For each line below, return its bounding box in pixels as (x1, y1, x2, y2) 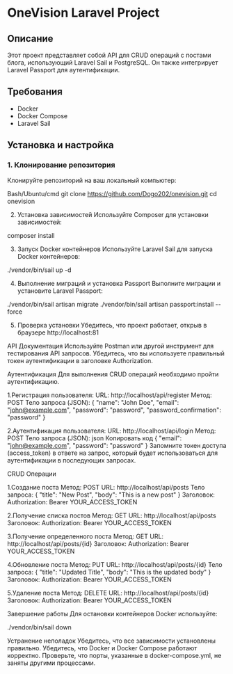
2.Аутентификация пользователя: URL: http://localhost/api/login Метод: (7, 426, 216, 435)
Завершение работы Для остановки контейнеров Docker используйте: (7, 609, 218, 618)
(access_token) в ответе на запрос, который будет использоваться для (7, 449, 218, 457)
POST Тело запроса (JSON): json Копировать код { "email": (7, 433, 182, 442)
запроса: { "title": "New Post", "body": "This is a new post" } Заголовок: (7, 490, 216, 499)
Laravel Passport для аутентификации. (7, 66, 120, 74)
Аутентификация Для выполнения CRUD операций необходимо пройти (7, 370, 219, 378)
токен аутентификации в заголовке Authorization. (7, 356, 153, 364)
